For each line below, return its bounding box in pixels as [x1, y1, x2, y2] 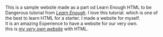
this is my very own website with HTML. [5, 26, 89, 32]
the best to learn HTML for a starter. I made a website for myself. [5, 15, 140, 21]
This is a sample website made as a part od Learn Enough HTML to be [5, 5, 152, 10]
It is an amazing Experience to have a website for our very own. [5, 20, 138, 26]
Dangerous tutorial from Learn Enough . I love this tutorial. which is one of [5, 10, 158, 16]
